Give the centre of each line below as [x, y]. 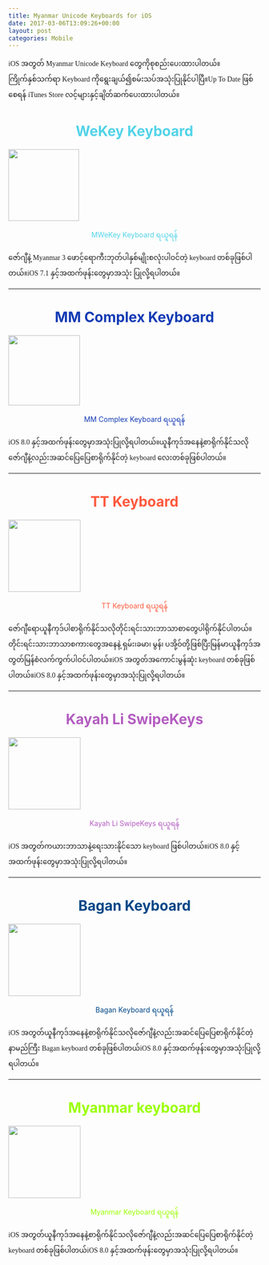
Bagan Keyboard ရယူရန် [134, 1010]
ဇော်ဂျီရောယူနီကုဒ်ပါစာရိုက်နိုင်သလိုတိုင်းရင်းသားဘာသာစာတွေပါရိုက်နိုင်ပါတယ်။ [130, 629]
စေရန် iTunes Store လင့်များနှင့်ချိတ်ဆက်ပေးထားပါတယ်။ [94, 95]
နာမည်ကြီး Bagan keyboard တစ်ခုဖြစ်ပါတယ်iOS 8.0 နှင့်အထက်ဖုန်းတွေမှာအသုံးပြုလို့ [134, 1048]
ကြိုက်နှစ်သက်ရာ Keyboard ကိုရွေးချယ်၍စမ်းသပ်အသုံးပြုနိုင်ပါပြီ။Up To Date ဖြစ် [131, 80]
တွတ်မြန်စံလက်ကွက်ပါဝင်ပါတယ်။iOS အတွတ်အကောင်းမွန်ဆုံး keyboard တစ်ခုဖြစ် [132, 660]
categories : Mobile [41, 38]
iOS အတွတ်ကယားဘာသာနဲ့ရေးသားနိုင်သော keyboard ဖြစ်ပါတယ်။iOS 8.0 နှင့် [124, 846]
